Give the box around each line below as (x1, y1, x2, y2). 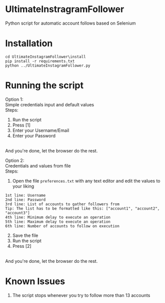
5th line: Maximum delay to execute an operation (5, 219, 111, 224)
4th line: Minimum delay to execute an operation (5, 215, 111, 220)
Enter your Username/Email (12, 127, 69, 133)
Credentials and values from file (5, 163, 71, 169)
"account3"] (5, 210, 30, 215)
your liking (12, 183, 34, 189)
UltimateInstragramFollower (5, 4, 124, 15)
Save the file (12, 232, 38, 238)
